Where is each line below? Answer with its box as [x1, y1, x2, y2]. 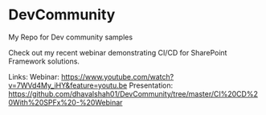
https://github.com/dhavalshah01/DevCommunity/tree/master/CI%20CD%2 [8, 88, 259, 98]
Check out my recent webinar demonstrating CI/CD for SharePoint [8, 47, 227, 57]
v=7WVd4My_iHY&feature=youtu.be [8, 80, 128, 90]
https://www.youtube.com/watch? [61, 72, 174, 81]
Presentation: [129, 80, 174, 90]
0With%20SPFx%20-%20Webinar [8, 97, 123, 107]
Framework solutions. [8, 56, 80, 66]
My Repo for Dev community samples [8, 32, 133, 42]
